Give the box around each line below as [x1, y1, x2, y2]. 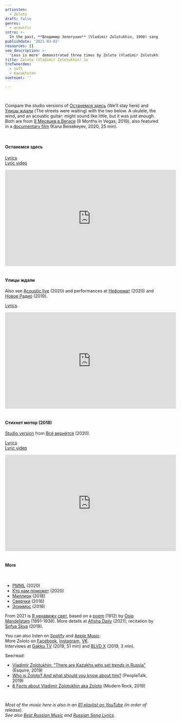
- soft [9, 67, 23, 71]
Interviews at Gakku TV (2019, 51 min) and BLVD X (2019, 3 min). [5, 643, 135, 649]
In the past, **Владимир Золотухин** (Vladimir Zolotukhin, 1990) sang [9, 35, 159, 40]
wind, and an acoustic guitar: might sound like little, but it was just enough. [5, 113, 155, 119]
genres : [5, 21, 21, 26]
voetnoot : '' [5, 75, 32, 80]
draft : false [5, 16, 32, 21]
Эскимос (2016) [12, 603, 45, 609]
